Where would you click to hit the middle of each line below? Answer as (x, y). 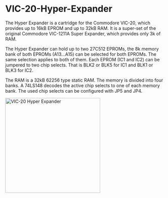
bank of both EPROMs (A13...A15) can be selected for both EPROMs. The (81, 54)
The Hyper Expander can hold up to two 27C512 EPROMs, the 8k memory (82, 49)
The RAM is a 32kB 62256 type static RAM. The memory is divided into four (84, 80)
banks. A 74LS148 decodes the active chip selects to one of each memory (83, 85)
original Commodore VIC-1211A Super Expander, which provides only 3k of (83, 33)
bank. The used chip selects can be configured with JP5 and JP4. (74, 91)
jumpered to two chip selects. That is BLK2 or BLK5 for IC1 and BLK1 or (79, 65)
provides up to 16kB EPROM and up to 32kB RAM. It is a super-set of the (81, 28)
